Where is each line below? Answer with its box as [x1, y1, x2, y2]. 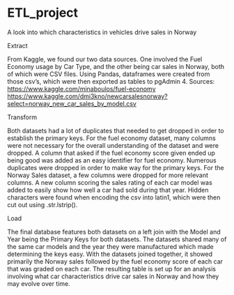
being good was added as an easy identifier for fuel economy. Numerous [7, 156, 217, 165]
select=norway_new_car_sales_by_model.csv [7, 99, 137, 107]
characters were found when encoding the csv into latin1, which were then [7, 193, 221, 202]
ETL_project [7, 5, 79, 21]
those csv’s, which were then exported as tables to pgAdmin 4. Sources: [7, 77, 215, 85]
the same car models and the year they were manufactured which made [7, 242, 214, 250]
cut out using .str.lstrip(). [7, 200, 78, 209]
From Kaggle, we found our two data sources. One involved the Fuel [7, 54, 203, 63]
